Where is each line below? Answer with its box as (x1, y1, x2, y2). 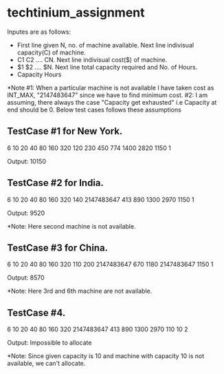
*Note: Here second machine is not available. (7, 222, 136, 230)
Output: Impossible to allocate (7, 339, 92, 347)
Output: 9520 (7, 209, 45, 217)
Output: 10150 (7, 157, 47, 165)
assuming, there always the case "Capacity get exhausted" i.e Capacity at (7, 98, 217, 106)
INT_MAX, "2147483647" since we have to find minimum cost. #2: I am (7, 91, 208, 99)
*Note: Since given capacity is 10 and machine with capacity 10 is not (7, 352, 205, 360)
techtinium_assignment (7, 5, 145, 21)
